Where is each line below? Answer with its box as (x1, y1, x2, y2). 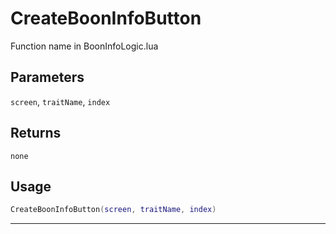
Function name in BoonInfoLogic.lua (10, 40, 159, 52)
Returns (10, 125, 62, 142)
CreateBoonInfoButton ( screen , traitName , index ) (10, 205, 217, 215)
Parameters (10, 69, 85, 86)
